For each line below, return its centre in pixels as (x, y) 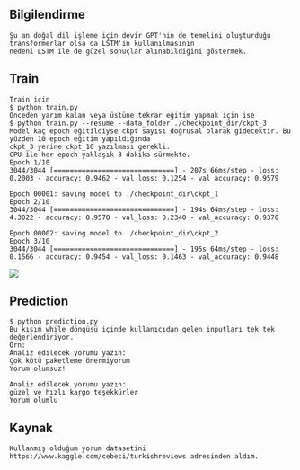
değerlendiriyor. (42, 337)
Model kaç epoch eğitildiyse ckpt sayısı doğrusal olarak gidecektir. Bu (150, 131)
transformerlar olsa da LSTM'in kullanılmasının (102, 43)
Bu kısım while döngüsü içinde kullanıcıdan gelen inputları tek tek (142, 330)
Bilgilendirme (47, 15)
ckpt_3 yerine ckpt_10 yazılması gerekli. (90, 146)
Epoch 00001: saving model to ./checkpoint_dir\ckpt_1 (114, 194)
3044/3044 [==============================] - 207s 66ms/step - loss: (144, 170)
